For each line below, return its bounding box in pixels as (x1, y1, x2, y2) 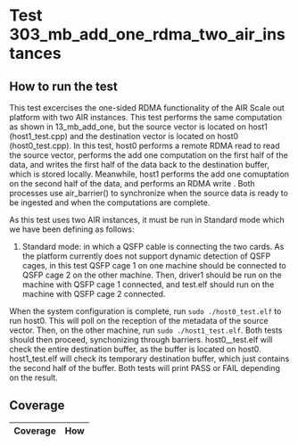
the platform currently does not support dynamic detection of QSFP (21, 251, 271, 261)
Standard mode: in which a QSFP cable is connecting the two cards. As (21, 242, 285, 252)
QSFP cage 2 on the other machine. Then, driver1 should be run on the (21, 269, 283, 280)
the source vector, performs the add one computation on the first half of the (9, 150, 288, 161)
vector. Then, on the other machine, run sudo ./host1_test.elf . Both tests (9, 325, 283, 335)
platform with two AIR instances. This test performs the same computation (9, 112, 283, 122)
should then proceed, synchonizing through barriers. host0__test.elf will (9, 334, 273, 344)
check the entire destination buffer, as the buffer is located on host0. (9, 344, 261, 354)
